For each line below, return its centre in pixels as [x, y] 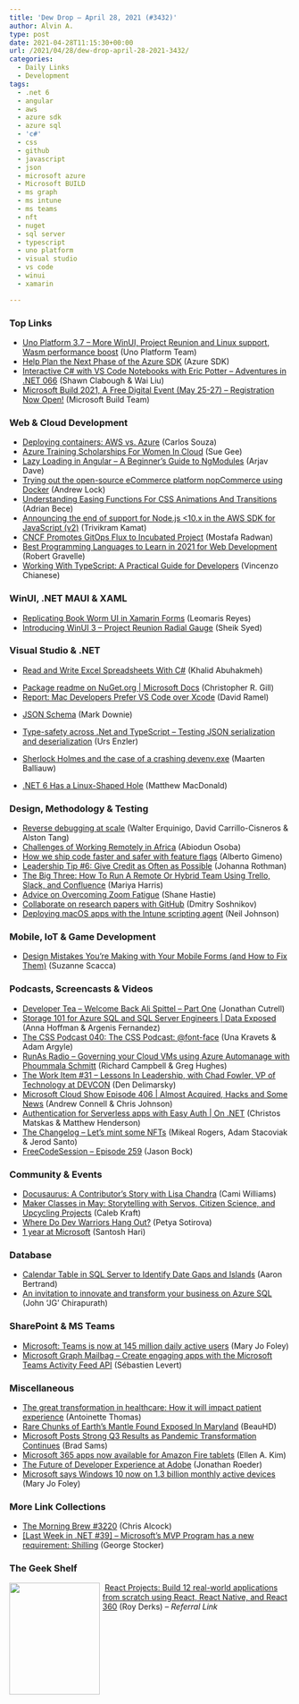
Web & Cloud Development [69, 422]
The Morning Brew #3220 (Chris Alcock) [97, 1526]
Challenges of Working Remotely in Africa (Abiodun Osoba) [131, 848]
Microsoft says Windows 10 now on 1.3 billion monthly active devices [149, 1474]
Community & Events [56, 1174]
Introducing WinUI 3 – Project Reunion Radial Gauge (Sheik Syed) [142, 627]
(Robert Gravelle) [54, 557]
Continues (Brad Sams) [65, 1445]
